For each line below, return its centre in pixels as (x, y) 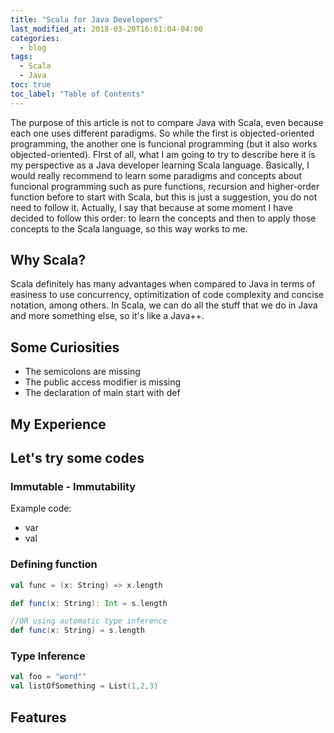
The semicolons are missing (82, 372)
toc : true (31, 85)
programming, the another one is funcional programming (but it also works (164, 143)
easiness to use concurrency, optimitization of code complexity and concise (167, 295)
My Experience (58, 424)
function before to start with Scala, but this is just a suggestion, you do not (164, 197)
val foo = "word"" (48, 677)
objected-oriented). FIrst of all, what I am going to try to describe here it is (163, 154)
